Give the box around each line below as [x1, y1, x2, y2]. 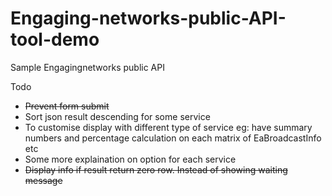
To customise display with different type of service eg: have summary [24, 121, 313, 133]
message [24, 174, 63, 186]
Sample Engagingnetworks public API [10, 61, 165, 73]
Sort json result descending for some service [24, 110, 211, 122]
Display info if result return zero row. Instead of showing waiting [24, 163, 288, 176]
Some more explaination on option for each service [24, 153, 237, 165]
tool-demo [10, 28, 100, 51]
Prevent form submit [24, 100, 110, 112]
